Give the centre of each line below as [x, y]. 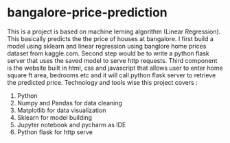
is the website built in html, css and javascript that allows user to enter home [115, 68]
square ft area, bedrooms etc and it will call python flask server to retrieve [112, 75]
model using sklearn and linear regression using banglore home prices [107, 46]
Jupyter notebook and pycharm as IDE [71, 125]
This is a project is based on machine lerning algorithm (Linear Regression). [114, 31]
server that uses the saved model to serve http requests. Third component [112, 60]
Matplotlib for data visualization [61, 110]
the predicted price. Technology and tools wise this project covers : [102, 82]
